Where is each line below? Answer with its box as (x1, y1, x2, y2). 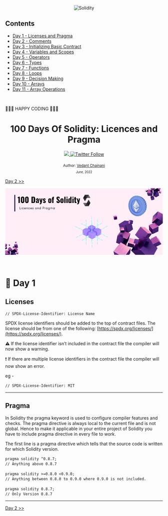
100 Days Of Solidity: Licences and (10, 123, 158, 135)
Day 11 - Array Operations (12, 86, 65, 92)
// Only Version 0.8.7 (5, 491, 52, 496)
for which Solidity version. (5, 446, 59, 452)
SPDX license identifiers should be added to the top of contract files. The (5, 320, 156, 326)
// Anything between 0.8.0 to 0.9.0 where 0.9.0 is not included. (5, 476, 146, 481)
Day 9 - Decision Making (12, 75, 63, 81)
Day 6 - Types (12, 59, 42, 65)
